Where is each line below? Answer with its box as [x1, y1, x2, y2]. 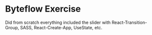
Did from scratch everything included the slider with [5, 19, 111, 25]
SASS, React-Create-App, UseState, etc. [20, 24, 103, 30]
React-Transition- [112, 19, 147, 25]
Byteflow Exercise [5, 3, 81, 15]
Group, [5, 24, 19, 30]
